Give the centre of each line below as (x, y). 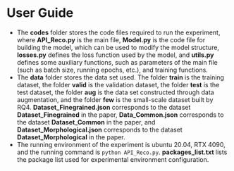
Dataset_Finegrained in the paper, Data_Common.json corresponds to (120, 115)
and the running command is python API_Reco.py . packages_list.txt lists (122, 152)
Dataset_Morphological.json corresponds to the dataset (99, 129)
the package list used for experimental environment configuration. (113, 159)
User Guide (40, 13)
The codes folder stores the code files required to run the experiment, (118, 32)
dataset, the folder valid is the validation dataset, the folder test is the (118, 84)
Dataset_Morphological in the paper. (71, 137)
